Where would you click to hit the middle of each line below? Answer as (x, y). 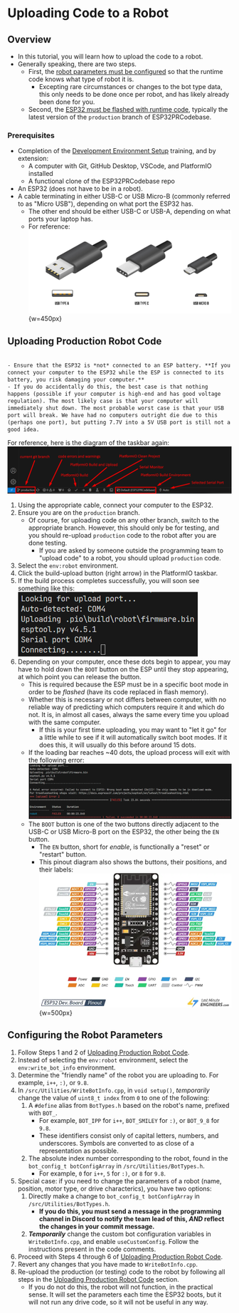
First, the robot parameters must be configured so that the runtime (126, 72)
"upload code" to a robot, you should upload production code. (130, 558)
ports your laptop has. (61, 219)
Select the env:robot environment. (68, 566)
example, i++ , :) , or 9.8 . (53, 1082)
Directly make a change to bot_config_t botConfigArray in (114, 1196)
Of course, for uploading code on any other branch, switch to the (123, 521)
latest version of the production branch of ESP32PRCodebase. (120, 117)
